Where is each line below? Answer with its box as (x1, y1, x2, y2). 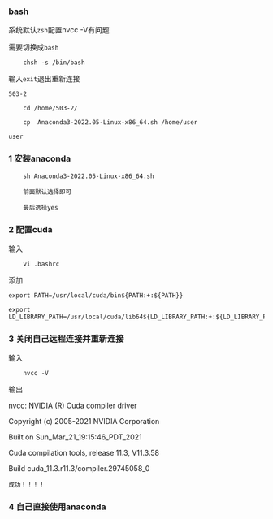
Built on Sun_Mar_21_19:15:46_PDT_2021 (8, 432, 142, 442)
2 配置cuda (8, 223, 53, 235)
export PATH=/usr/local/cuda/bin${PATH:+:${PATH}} (8, 291, 184, 300)
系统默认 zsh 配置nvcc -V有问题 (8, 25, 110, 35)
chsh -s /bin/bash (23, 58, 85, 67)
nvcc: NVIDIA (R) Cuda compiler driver (8, 400, 137, 411)
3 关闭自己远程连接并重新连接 (8, 333, 124, 344)
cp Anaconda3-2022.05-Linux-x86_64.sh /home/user (23, 119, 198, 127)
